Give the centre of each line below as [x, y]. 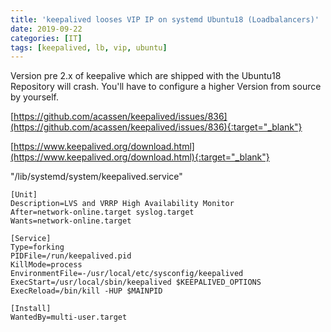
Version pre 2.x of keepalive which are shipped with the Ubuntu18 [146, 76]
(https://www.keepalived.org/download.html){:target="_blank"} [140, 157]
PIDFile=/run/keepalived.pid [71, 256]
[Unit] [24, 195]
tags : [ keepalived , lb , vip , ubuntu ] [89, 47]
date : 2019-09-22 [46, 29]
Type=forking [37, 247]
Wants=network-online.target [71, 221]
